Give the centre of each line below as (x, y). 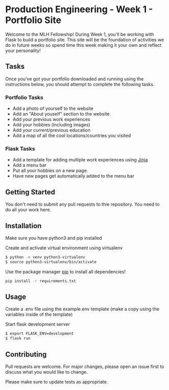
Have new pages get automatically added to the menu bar (73, 176)
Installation (23, 226)
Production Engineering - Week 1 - (79, 9)
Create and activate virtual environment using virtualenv (64, 247)
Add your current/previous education (51, 130)
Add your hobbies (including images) (51, 125)
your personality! (23, 50)
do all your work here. (28, 210)
